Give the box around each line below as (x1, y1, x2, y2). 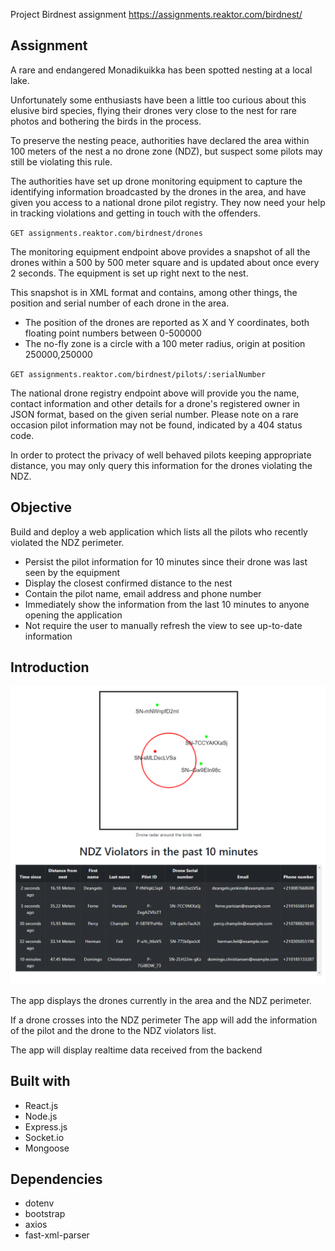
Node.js (24, 1110, 58, 1122)
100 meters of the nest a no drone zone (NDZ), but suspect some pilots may (10, 145, 323, 157)
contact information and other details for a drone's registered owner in (10, 397, 301, 409)
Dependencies (10, 1171, 103, 1188)
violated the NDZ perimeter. (10, 536, 125, 548)
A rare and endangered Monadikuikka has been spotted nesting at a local (10, 64, 313, 76)
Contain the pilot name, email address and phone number (24, 587, 262, 599)
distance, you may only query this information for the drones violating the (10, 459, 313, 471)
